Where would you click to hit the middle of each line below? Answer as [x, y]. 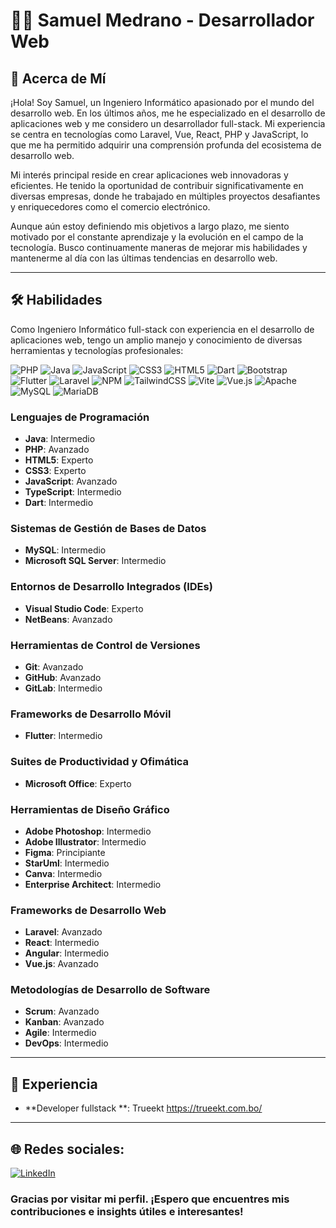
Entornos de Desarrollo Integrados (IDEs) [111, 587]
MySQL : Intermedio [65, 550]
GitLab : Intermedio [63, 688]
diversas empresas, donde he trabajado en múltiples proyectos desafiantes [165, 196]
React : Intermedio [62, 943]
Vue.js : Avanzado [61, 964]
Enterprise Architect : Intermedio [93, 884]
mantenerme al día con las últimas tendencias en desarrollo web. [144, 258]
